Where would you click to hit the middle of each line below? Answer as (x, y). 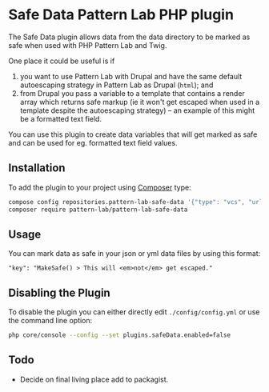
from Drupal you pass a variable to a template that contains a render (132, 93)
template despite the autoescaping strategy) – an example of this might (137, 110)
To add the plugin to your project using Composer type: (100, 187)
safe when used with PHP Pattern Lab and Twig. (88, 45)
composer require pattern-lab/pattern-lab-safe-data (98, 210)
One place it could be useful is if (62, 61)
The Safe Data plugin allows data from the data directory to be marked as (129, 37)
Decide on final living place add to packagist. (94, 379)
